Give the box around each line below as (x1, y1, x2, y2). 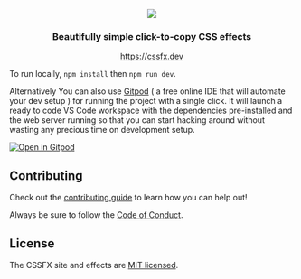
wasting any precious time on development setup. (9, 125, 196, 135)
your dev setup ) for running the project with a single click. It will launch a (9, 96, 283, 107)
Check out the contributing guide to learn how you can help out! (9, 192, 248, 203)
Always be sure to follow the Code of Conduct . (9, 209, 183, 220)
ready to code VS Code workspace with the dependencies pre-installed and (9, 105, 293, 116)
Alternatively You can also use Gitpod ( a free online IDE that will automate (9, 86, 287, 97)
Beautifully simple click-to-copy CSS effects (52, 30, 251, 42)
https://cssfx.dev (120, 51, 183, 62)
